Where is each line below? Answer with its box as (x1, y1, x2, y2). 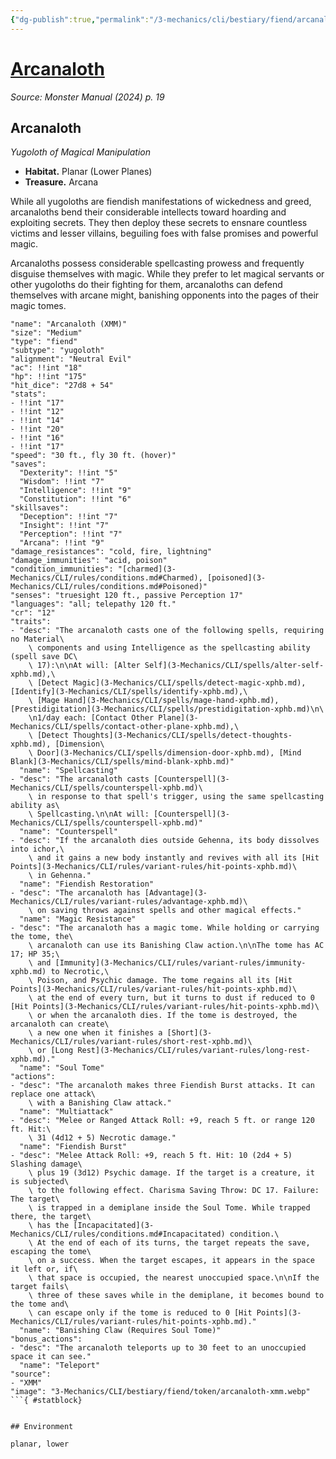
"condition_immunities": (10, 564, 114, 575)
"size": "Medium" (10, 328, 83, 338)
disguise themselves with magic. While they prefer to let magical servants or (10, 268, 325, 280)
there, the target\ (10, 1212, 92, 1222)
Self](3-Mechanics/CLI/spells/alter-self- (144, 661, 325, 671)
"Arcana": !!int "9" (19, 538, 105, 548)
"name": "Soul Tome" (19, 1063, 105, 1073)
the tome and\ (10, 1299, 70, 1310)
